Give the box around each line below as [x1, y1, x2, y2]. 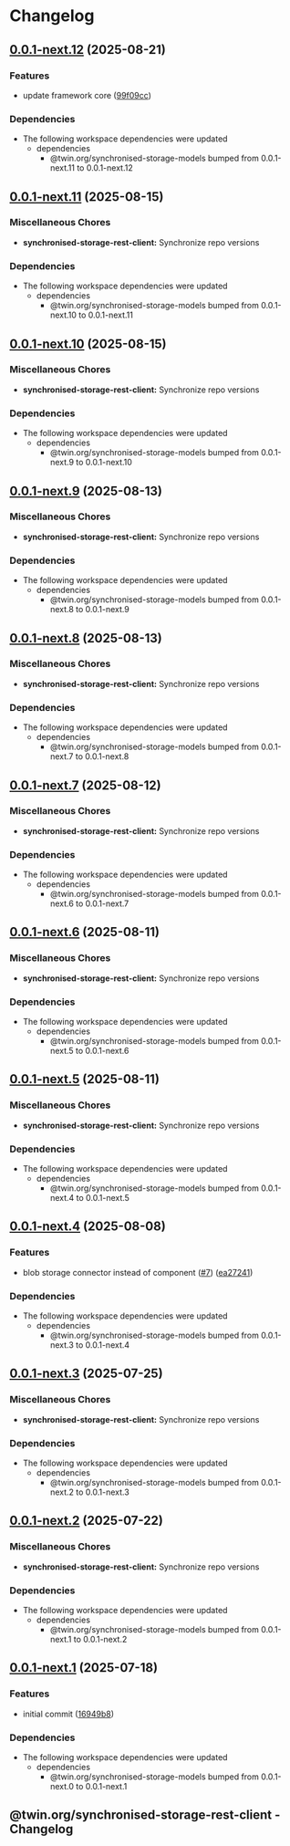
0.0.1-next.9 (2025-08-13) [9, 483, 162, 498]
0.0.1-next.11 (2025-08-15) [9, 189, 164, 204]
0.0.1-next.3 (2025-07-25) [9, 1366, 163, 1382]
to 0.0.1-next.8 [75, 751, 129, 762]
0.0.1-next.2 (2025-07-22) [9, 1513, 164, 1528]
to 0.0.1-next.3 [76, 1486, 129, 1497]
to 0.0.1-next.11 [78, 309, 134, 320]
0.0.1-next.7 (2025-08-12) [9, 777, 161, 793]
